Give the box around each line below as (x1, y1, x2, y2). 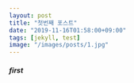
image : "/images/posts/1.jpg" (9, 41, 109, 49)
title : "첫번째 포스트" (9, 19, 78, 27)
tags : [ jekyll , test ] (9, 33, 81, 42)
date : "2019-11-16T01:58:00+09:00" (9, 26, 127, 34)
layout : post (9, 11, 52, 20)
